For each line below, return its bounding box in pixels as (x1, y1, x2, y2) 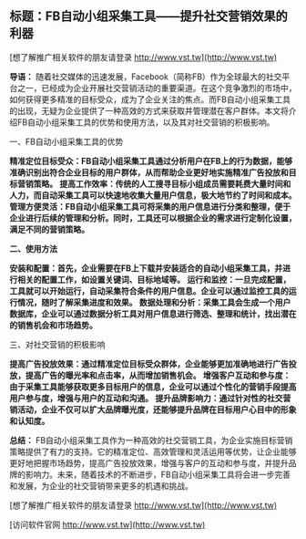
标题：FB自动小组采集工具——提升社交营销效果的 (9, 8, 289, 25)
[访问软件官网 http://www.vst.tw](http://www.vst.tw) (9, 519, 206, 530)
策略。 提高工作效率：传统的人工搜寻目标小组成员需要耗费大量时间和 (33, 178, 291, 189)
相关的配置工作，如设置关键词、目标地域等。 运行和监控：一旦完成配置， (16, 274, 291, 285)
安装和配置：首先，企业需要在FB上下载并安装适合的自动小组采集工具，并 (9, 263, 283, 274)
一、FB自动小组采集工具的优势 (9, 136, 124, 147)
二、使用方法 (9, 243, 57, 254)
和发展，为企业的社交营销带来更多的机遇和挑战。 (9, 480, 193, 491)
